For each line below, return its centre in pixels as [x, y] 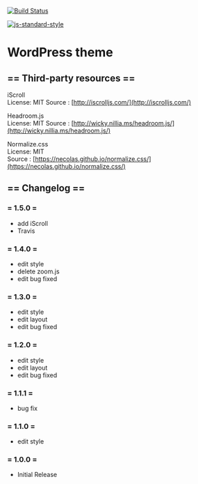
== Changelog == [46, 188]
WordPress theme [60, 53]
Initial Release [37, 475]
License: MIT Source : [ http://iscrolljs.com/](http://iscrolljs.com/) [99, 102]
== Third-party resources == [71, 78]
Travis [26, 231]
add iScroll [33, 223]
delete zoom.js [39, 271]
